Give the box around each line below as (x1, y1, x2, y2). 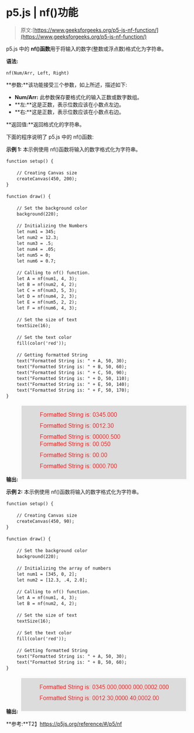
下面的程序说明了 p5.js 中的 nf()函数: (6, 133, 94, 140)
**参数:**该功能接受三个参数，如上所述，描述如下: (6, 81, 128, 88)
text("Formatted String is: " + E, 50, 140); (16, 381, 130, 387)
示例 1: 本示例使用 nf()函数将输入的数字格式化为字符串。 (6, 146, 141, 153)
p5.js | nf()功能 (6, 6, 79, 19)
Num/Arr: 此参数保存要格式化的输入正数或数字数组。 (14, 93, 142, 100)
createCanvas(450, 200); (16, 176, 77, 181)
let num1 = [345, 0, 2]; (16, 571, 77, 577)
